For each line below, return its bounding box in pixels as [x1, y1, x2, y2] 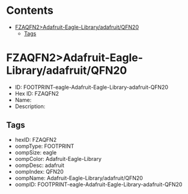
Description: [14, 103, 46, 110]
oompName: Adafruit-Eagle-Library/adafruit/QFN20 [14, 174, 143, 181]
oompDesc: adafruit [14, 162, 65, 169]
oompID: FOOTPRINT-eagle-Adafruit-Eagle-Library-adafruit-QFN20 [14, 181, 183, 188]
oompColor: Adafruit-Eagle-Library [14, 155, 102, 162]
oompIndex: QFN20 [14, 168, 64, 175]
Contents [6, 4, 54, 17]
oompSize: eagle [14, 148, 57, 156]
